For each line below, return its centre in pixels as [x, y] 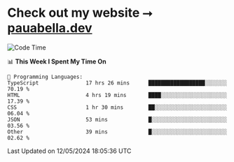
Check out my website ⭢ [80, 13]
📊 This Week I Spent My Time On [57, 61]
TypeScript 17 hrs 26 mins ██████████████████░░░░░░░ [117, 83]
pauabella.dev [50, 28]
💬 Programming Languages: [45, 77]
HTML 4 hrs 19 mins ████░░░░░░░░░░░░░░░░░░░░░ [117, 95]
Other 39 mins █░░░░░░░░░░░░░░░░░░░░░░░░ [117, 132]
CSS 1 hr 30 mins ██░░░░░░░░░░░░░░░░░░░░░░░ [117, 107]
